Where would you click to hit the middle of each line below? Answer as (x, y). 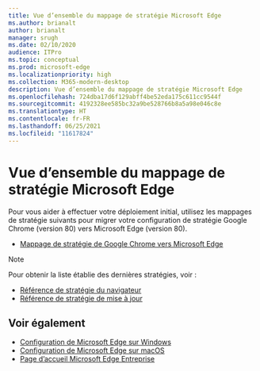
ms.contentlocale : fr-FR (49, 119)
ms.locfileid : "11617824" (51, 133)
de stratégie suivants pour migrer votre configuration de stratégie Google (128, 220)
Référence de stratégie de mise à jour (81, 298)
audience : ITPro (35, 52)
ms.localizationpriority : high (60, 75)
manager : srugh (33, 38)
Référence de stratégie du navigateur (80, 289)
